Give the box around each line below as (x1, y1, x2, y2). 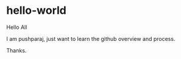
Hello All (6, 23, 27, 31)
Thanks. (6, 46, 27, 54)
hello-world (6, 4, 67, 17)
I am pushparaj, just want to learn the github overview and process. (6, 35, 176, 42)
